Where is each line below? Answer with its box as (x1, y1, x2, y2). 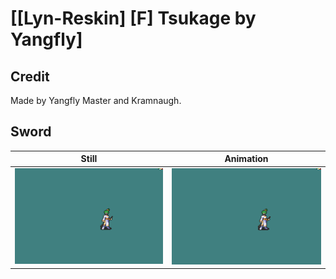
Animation (224, 153, 269, 165)
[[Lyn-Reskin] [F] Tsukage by (10, 7, 257, 30)
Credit (10, 68, 50, 85)
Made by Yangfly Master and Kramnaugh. (10, 95, 182, 106)
